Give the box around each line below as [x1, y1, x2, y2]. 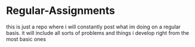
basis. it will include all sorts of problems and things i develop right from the [6, 29, 189, 36]
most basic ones [6, 35, 46, 42]
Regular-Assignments [6, 4, 116, 17]
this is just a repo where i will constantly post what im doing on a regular [6, 23, 181, 30]
